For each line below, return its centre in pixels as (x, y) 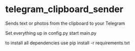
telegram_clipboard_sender (64, 9)
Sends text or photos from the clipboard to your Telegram (65, 23)
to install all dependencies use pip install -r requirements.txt (67, 43)
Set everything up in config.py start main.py (51, 33)
